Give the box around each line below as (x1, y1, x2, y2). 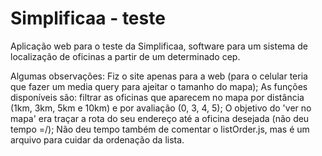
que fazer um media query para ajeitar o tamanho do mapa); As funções (10, 80, 308, 92)
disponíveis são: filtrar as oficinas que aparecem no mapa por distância (10, 91, 305, 103)
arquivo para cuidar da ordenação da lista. (10, 133, 185, 146)
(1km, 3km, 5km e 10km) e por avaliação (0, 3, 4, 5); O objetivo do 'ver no (10, 102, 312, 114)
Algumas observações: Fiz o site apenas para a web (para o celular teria (10, 70, 308, 82)
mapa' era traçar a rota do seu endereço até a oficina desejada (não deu (10, 112, 310, 124)
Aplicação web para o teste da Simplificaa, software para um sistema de (10, 40, 308, 52)
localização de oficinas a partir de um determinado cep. (10, 50, 241, 62)
